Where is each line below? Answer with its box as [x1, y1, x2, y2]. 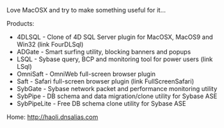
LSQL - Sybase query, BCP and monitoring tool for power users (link [16, 55, 214, 63]
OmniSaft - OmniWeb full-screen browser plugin [16, 70, 156, 78]
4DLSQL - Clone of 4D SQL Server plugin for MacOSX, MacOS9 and [16, 33, 214, 41]
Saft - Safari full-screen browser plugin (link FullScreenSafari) [16, 77, 195, 86]
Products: [6, 19, 35, 27]
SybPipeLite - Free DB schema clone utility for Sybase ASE [16, 99, 186, 107]
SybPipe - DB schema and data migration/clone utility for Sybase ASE [16, 92, 218, 100]
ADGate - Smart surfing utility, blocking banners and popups [16, 48, 191, 56]
